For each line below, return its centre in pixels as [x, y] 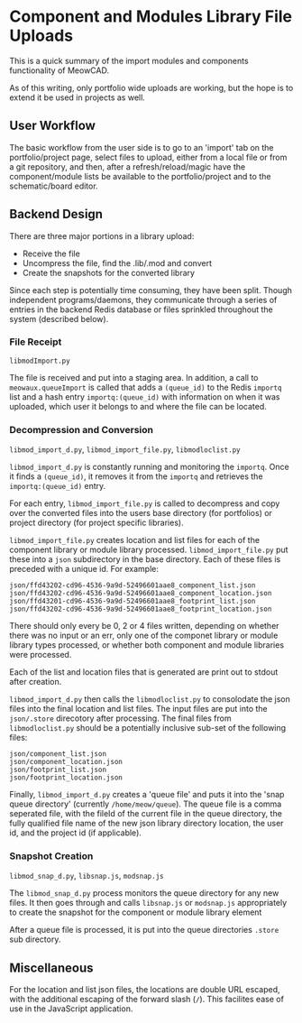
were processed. [41, 655]
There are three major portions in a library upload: [102, 235]
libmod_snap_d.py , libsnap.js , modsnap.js [87, 876]
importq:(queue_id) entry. [58, 486]
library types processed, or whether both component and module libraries [147, 645]
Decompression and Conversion [81, 429]
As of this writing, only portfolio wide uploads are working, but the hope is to [151, 88]
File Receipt [36, 342]
